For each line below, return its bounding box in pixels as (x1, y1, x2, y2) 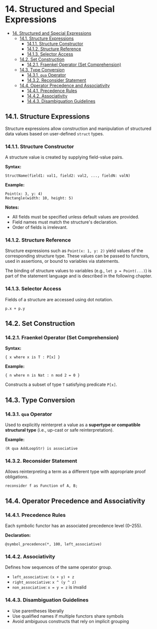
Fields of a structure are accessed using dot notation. (5, 296, 113, 302)
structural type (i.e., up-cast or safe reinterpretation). (5, 427, 114, 433)
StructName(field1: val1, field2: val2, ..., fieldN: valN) (5, 173, 131, 178)
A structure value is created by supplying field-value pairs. (5, 154, 124, 160)
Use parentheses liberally (12, 608, 64, 614)
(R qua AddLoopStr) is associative (5, 446, 78, 451)
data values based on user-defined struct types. (5, 130, 104, 136)
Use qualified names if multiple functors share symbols (12, 613, 124, 619)
